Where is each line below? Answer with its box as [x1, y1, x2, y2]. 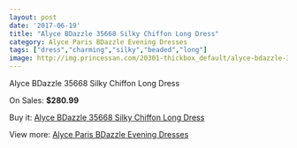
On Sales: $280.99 [9, 95, 80, 106]
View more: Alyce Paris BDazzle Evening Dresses [9, 129, 189, 139]
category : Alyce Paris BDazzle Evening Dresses [9, 37, 188, 47]
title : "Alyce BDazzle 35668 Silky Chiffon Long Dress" [9, 29, 219, 38]
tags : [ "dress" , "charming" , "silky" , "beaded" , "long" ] [9, 46, 208, 55]
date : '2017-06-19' [9, 21, 81, 30]
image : [9, 54, 34, 63]
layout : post [9, 12, 57, 22]
